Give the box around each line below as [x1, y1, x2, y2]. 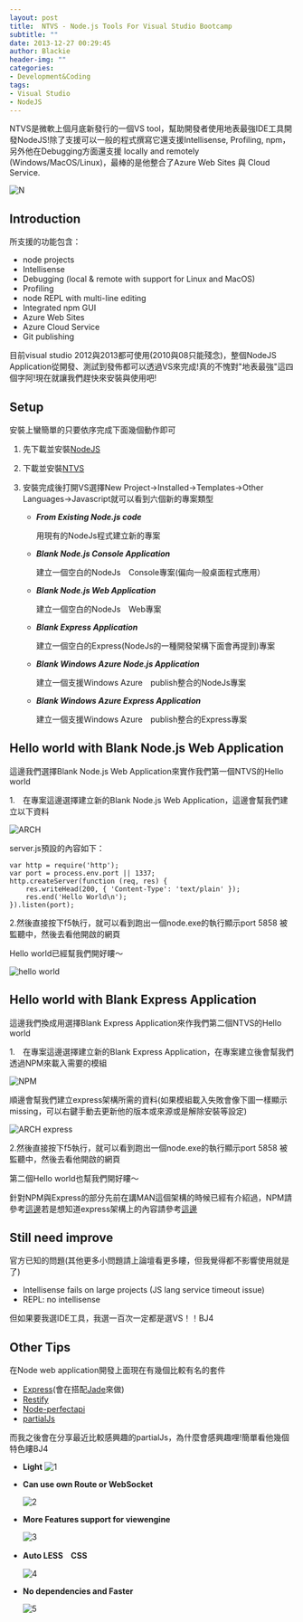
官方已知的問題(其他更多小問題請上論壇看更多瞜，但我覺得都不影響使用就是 [9, 1255, 290, 1266]
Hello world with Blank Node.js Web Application [9, 741, 285, 756]
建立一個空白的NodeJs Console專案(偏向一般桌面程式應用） [35, 567, 265, 577]
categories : [9, 64, 54, 73]
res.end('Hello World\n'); [25, 892, 128, 901]
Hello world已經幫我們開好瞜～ [9, 947, 124, 959]
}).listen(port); [9, 900, 75, 909]
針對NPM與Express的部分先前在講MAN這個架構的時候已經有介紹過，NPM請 [9, 1191, 292, 1203]
